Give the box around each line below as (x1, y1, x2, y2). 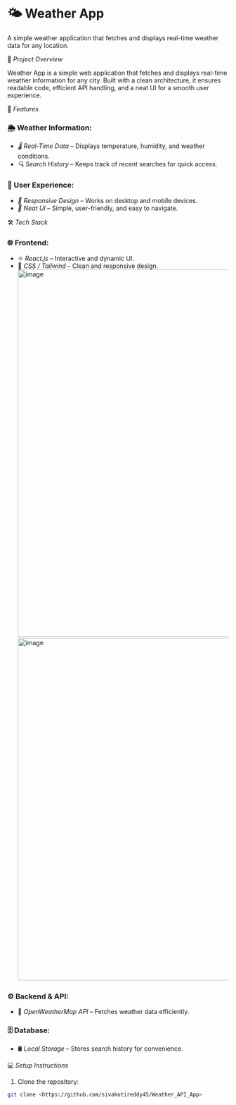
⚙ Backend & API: (7, 991, 69, 1001)
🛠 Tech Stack (7, 218, 48, 226)
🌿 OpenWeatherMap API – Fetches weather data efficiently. (17, 1008, 190, 1016)
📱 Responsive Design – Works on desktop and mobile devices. (17, 196, 198, 204)
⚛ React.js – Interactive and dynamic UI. (17, 254, 135, 262)
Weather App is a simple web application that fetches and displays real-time (7, 68, 228, 77)
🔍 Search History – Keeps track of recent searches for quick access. (17, 160, 218, 169)
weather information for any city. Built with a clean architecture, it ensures (7, 75, 221, 85)
